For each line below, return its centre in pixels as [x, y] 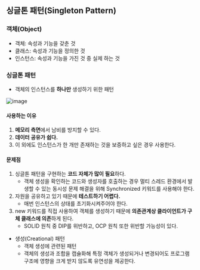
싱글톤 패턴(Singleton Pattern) [61, 11]
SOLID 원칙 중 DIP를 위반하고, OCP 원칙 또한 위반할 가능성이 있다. [101, 226]
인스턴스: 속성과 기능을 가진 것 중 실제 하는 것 [67, 58]
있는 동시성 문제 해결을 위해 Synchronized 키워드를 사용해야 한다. [118, 189]
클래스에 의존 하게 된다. [47, 219]
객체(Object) [24, 29]
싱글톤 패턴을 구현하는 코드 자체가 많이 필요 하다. [70, 174]
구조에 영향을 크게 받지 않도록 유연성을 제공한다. [79, 261]
